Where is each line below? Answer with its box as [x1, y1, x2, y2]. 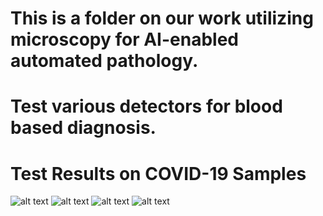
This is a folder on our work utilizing [10, 7, 314, 30]
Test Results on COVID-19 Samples [10, 162, 307, 185]
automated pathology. [10, 50, 199, 72]
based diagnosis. [10, 117, 157, 139]
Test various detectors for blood [10, 95, 283, 118]
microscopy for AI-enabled [10, 28, 240, 51]
